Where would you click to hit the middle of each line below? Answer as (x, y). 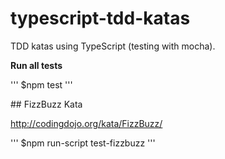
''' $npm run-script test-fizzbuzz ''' (83, 143)
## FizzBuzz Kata (46, 104)
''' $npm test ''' (41, 84)
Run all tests (36, 65)
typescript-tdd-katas (100, 18)
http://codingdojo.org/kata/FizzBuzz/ (86, 123)
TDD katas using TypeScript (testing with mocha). (113, 46)
